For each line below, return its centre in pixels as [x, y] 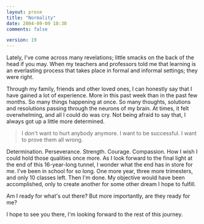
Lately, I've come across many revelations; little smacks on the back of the [100, 58]
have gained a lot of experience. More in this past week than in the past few [102, 95]
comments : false [27, 29]
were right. [20, 77]
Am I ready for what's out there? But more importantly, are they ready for [98, 196]
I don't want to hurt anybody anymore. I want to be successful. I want [109, 133]
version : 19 [21, 40]
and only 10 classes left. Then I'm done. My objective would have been [96, 177]
